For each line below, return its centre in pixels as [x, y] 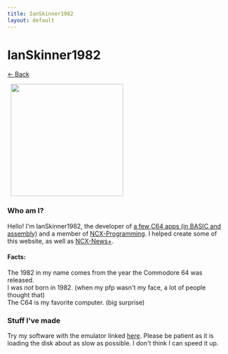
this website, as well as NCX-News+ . [61, 241]
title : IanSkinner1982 [40, 14]
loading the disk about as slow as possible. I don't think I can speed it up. [113, 343]
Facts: [16, 257]
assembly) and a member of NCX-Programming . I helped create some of [112, 233]
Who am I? [26, 211]
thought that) [26, 294]
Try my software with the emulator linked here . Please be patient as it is [110, 336]
